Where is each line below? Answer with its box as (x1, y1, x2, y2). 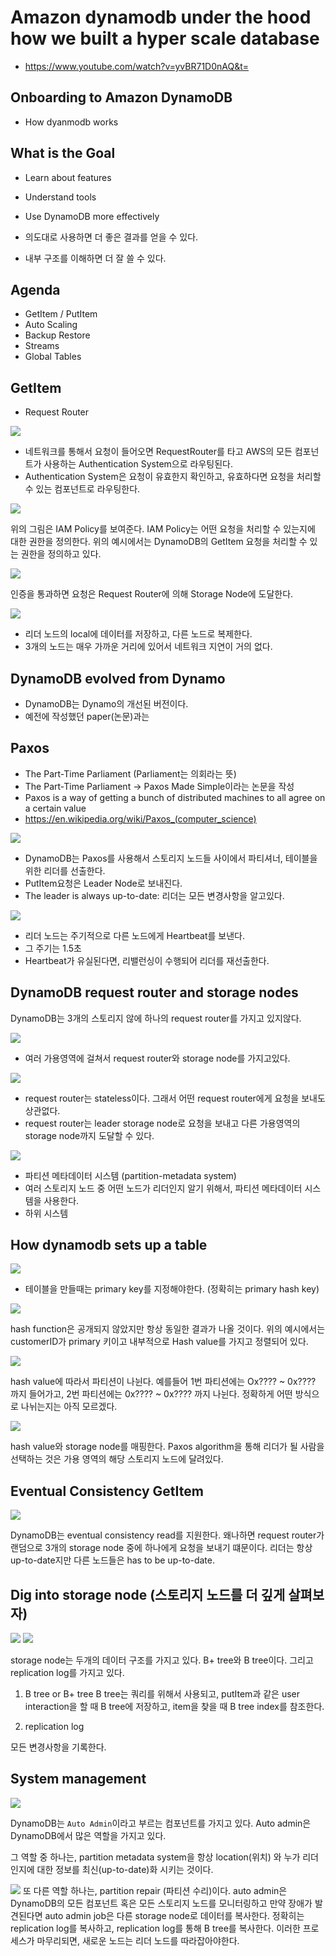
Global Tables (24, 351, 82, 363)
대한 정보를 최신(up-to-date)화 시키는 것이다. (36, 1863, 214, 1875)
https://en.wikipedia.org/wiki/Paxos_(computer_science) (24, 812, 257, 825)
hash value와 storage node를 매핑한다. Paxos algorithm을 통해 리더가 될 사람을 (10, 1441, 325, 1453)
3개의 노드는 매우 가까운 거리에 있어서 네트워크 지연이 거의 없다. (24, 641, 273, 653)
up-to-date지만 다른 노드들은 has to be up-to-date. (10, 1554, 216, 1566)
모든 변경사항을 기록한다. (10, 1741, 107, 1753)
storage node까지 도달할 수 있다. (24, 1129, 155, 1141)
